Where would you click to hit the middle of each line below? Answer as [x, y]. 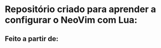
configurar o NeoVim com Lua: [71, 20]
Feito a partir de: [32, 39]
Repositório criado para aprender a [80, 9]
